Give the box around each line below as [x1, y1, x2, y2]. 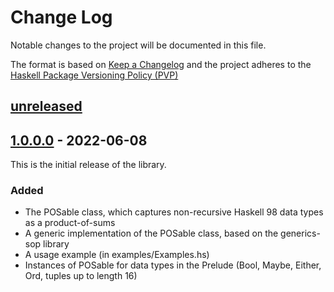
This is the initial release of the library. [10, 159, 167, 171]
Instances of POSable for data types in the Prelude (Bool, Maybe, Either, [24, 259, 322, 271]
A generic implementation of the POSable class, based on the [24, 227, 279, 240]
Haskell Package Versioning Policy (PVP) [10, 69, 179, 81]
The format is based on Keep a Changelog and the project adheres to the [10, 58, 312, 70]
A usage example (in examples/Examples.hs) [24, 249, 210, 261]
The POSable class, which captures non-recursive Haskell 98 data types [24, 206, 324, 218]
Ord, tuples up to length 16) [24, 270, 138, 282]
